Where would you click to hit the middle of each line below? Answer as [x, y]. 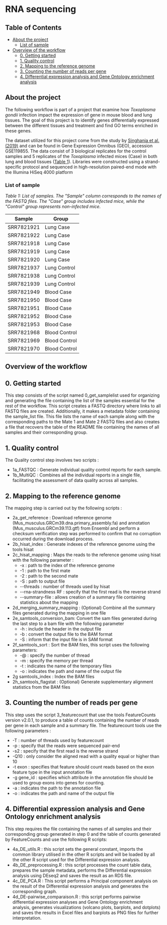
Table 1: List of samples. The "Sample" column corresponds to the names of [83, 196]
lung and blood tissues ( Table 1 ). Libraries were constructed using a [75, 161]
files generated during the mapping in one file [59, 613]
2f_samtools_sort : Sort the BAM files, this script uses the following [81, 644]
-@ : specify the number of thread [55, 655]
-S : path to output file [42, 581]
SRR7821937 [24, 268]
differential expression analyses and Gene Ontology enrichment [78, 902]
